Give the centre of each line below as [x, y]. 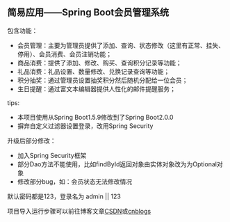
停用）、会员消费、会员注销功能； [65, 54]
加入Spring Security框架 [52, 155]
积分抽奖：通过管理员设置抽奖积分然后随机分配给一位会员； [102, 80]
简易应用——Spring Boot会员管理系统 [88, 13]
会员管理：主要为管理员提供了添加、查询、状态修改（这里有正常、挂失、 [121, 45]
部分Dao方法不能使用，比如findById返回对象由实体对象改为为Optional [117, 164]
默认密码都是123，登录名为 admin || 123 [64, 196]
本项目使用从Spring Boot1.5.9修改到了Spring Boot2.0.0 [95, 117]
